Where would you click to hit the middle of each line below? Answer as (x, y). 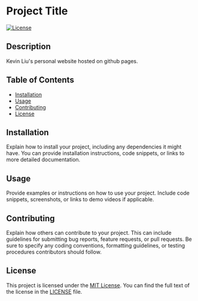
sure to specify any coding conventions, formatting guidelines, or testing (96, 245)
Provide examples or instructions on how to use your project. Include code (98, 193)
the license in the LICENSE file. (44, 291)
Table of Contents (40, 80)
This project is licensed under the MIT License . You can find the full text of (98, 285)
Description (28, 47)
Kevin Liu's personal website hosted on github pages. (72, 61)
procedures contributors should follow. (54, 252)
